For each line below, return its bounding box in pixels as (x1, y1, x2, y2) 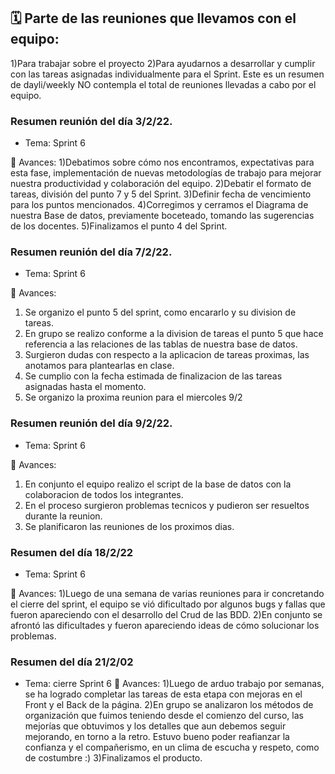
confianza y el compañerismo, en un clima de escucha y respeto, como (24, 741, 320, 754)
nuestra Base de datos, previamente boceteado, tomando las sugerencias (10, 210, 315, 222)
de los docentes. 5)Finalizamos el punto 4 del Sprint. (10, 220, 228, 232)
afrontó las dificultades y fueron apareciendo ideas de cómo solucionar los (10, 620, 320, 631)
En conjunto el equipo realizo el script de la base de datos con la (24, 478, 292, 490)
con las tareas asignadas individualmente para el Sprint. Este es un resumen (10, 68, 325, 80)
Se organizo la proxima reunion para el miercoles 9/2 (24, 391, 243, 404)
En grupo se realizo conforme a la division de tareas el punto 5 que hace (24, 328, 324, 340)
